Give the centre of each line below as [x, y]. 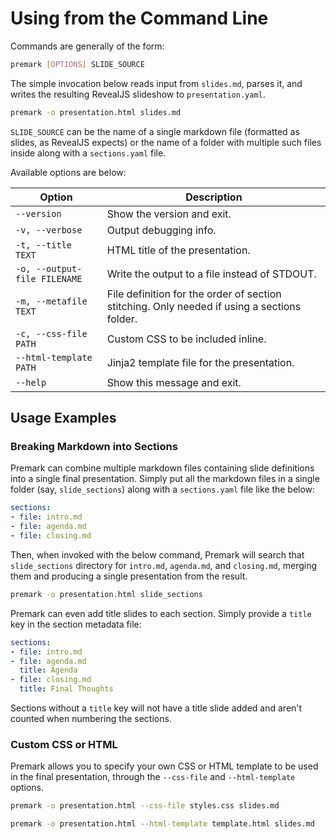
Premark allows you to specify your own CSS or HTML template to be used [164, 766]
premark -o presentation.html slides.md [96, 112]
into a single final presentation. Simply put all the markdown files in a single [165, 479]
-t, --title [44, 245]
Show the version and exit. [169, 214]
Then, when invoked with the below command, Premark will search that [157, 554]
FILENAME [61, 278]
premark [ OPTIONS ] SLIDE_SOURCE [77, 64]
